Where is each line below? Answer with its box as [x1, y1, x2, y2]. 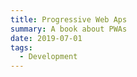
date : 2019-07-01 [10, 33, 83, 43]
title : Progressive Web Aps [10, 14, 128, 25]
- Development [19, 52, 78, 62]
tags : [10, 42, 33, 53]
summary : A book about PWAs [10, 24, 128, 34]
